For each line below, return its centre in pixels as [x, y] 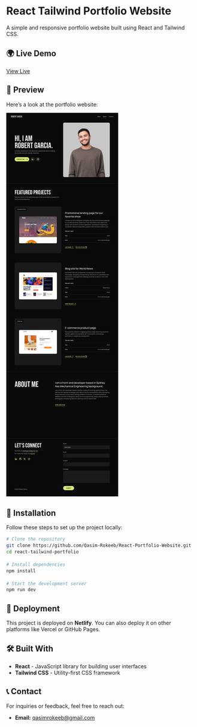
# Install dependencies [36, 565]
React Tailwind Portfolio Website [89, 11]
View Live [18, 71]
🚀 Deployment [33, 609]
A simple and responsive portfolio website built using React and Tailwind [96, 28]
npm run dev [21, 590]
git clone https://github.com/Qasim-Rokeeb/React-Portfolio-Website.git [99, 546]
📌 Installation [31, 513]
